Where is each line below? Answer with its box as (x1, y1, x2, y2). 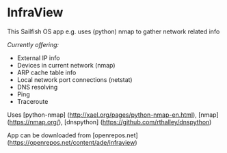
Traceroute (16, 97, 49, 105)
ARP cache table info (16, 68, 77, 76)
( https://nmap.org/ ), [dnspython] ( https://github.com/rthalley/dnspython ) (7, 117, 212, 126)
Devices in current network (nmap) (16, 61, 116, 69)
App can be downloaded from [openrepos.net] (7, 131, 138, 139)
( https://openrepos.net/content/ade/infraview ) (7, 138, 137, 146)
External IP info (16, 53, 60, 62)
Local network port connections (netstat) (16, 75, 133, 83)
